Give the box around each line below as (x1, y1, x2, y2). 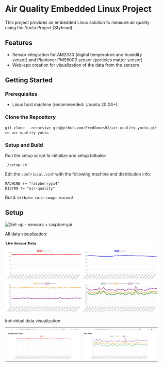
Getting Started (5, 76, 53, 85)
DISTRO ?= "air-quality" (5, 186, 55, 191)
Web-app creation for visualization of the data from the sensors (12, 62, 140, 68)
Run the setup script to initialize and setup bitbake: (5, 153, 106, 158)
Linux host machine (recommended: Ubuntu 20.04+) (12, 102, 118, 107)
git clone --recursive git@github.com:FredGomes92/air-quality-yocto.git (5, 125, 158, 130)
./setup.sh (5, 163, 27, 168)
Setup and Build (5, 141, 43, 148)
